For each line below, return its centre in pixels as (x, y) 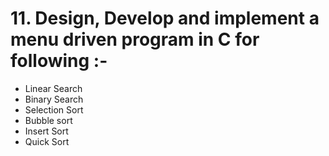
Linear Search (53, 88)
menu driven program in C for (135, 39)
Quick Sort (47, 141)
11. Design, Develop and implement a (165, 18)
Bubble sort (48, 120)
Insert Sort (46, 131)
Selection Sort (54, 109)
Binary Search (54, 99)
